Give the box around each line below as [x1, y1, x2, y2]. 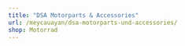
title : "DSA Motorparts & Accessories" [8, 11, 139, 19]
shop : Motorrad [8, 26, 58, 34]
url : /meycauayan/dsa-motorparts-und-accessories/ [8, 19, 178, 27]
